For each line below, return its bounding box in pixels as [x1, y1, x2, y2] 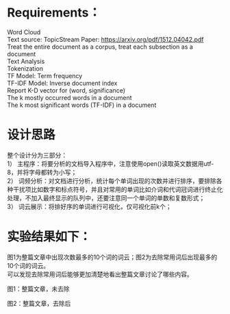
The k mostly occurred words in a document [7, 93, 132, 101]
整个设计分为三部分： [7, 151, 67, 159]
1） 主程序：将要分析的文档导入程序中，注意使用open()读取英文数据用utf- [7, 159, 214, 167]
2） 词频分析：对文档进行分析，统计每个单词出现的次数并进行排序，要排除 [7, 176, 217, 184]
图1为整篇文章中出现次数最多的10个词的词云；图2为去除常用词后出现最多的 [7, 253, 218, 261]
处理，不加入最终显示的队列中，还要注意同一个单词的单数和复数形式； [7, 193, 205, 202]
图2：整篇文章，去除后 [7, 299, 71, 307]
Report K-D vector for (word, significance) [7, 86, 125, 95]
